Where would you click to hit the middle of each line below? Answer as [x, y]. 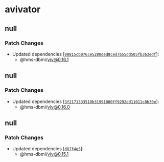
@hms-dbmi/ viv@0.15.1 [44, 154]
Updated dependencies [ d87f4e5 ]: [48, 149]
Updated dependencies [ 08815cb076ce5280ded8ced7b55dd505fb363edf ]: [86, 54]
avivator [23, 9]
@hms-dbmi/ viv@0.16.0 [45, 107]
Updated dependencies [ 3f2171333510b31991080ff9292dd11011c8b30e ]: [86, 102]
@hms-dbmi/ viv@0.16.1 [44, 59]
